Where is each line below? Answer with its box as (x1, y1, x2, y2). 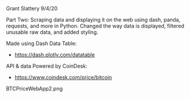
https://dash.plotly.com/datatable (14, 51, 95, 58)
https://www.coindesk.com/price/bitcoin (14, 74, 112, 80)
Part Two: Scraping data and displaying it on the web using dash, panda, (6, 16, 181, 23)
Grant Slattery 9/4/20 (6, 5, 58, 12)
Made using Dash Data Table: (6, 40, 77, 47)
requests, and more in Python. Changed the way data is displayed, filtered (6, 23, 185, 29)
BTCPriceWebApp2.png (6, 85, 63, 92)
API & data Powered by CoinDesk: (6, 62, 88, 69)
